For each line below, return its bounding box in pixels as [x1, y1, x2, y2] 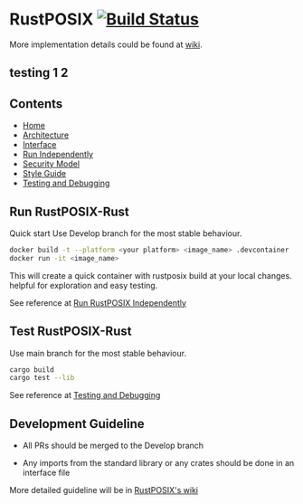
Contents [9, 96, 63, 111]
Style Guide [22, 168, 66, 179]
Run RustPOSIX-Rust [9, 204, 129, 219]
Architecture [22, 129, 70, 140]
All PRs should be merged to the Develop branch [22, 440, 204, 452]
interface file [22, 467, 71, 479]
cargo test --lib [9, 374, 75, 383]
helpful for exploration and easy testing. [9, 280, 158, 290]
